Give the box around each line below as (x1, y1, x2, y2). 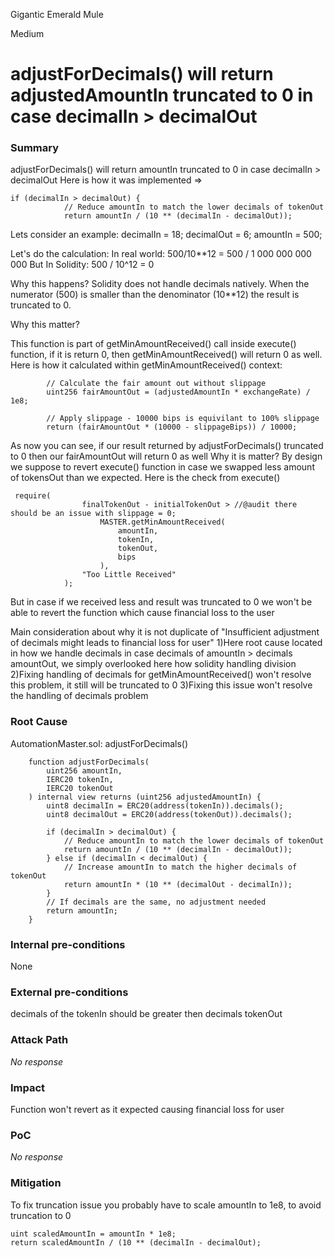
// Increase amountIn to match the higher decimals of (63, 862, 298, 872)
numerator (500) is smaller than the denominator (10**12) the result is (10, 289, 300, 301)
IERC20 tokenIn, (46, 774, 114, 784)
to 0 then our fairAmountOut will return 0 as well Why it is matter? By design (10, 450, 323, 463)
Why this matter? (10, 319, 80, 331)
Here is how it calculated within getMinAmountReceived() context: (10, 359, 283, 371)
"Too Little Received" (81, 570, 177, 580)
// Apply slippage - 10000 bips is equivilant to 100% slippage (46, 414, 320, 424)
